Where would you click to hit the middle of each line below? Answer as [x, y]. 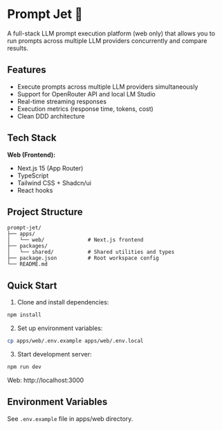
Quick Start [32, 285]
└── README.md [28, 264]
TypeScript [33, 175]
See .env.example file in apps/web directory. [70, 418]
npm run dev [24, 367]
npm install [24, 315]
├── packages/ [28, 246]
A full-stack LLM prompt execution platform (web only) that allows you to [111, 33]
